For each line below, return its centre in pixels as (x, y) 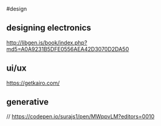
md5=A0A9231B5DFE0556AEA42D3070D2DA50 (68, 49)
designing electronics (49, 28)
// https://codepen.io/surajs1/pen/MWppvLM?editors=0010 (80, 117)
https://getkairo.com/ (33, 83)
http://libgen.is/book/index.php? (47, 43)
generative (28, 102)
